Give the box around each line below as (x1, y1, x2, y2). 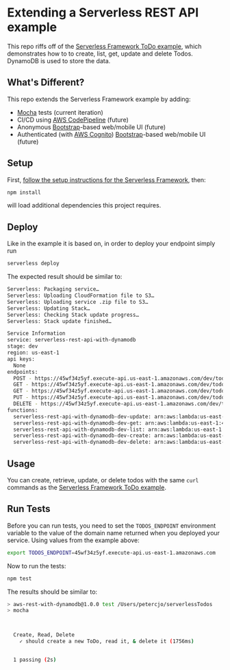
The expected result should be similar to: (7, 273, 123, 281)
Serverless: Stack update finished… (7, 317, 112, 324)
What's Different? (7, 77, 85, 89)
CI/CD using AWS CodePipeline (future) (16, 115, 129, 124)
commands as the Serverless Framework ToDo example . (7, 483, 166, 491)
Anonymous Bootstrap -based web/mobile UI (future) (16, 122, 166, 131)
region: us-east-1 (7, 349, 60, 356)
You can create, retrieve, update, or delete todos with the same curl (7, 476, 199, 484)
